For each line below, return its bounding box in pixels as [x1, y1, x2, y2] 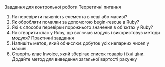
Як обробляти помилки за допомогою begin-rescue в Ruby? [11, 19, 139, 25]
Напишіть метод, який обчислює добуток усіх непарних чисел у [11, 40, 149, 46]
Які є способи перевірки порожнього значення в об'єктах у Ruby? [11, 24, 153, 30]
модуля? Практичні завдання [11, 35, 74, 41]
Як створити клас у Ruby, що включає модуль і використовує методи [11, 30, 160, 35]
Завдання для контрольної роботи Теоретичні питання [4, 4, 121, 10]
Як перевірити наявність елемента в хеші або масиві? [11, 14, 128, 19]
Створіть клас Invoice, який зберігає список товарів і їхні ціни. [11, 51, 145, 57]
